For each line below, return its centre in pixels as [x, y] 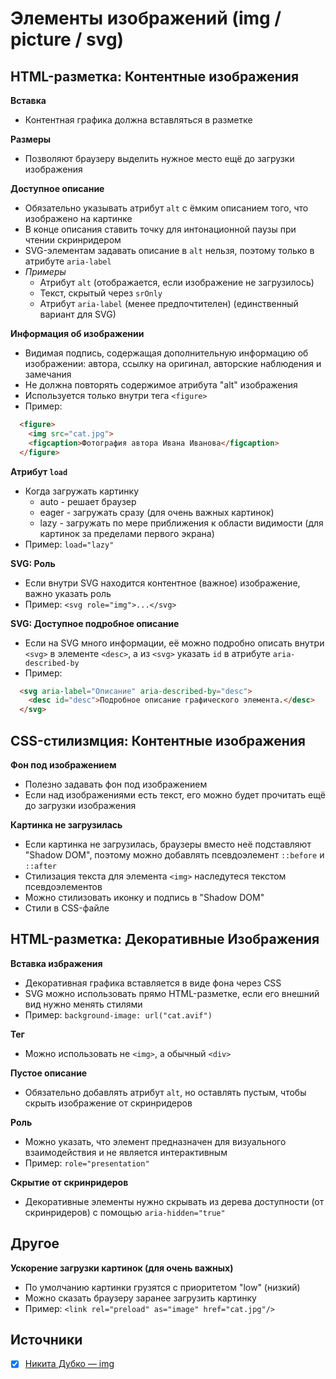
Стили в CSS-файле [67, 908]
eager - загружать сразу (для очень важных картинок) [157, 512]
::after [40, 866]
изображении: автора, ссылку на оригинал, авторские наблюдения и [173, 363]
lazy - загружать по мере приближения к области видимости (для [181, 523]
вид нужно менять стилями [83, 1004]
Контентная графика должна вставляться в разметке [138, 120]
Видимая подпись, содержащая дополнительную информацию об [166, 353]
